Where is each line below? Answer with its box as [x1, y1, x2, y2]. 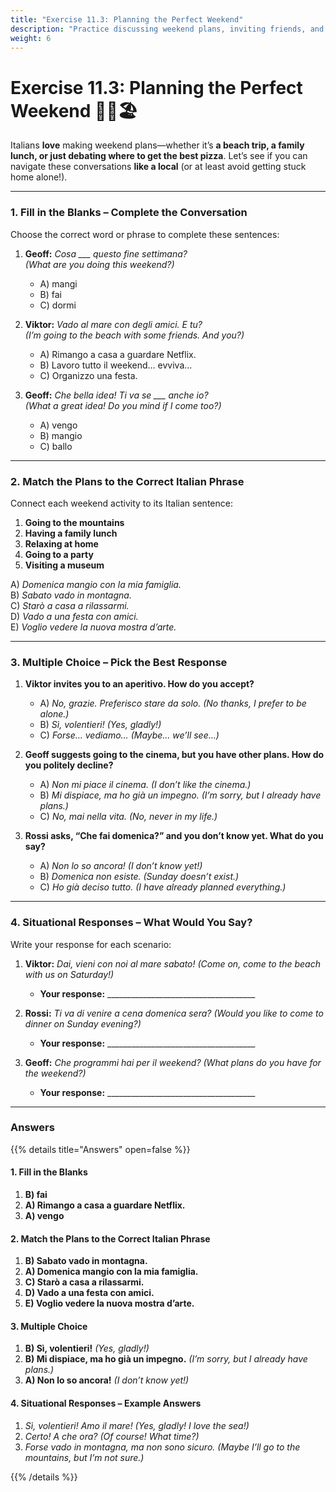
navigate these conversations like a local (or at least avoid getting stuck [10, 161, 307, 173]
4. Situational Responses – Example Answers [10, 1397, 202, 1409]
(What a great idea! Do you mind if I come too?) [24, 399, 222, 411]
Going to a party [24, 548, 94, 560]
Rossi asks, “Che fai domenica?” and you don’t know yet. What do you [24, 830, 324, 842]
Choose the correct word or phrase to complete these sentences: [10, 228, 280, 240]
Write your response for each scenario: [10, 938, 172, 950]
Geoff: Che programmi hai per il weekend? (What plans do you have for [24, 1056, 322, 1068]
